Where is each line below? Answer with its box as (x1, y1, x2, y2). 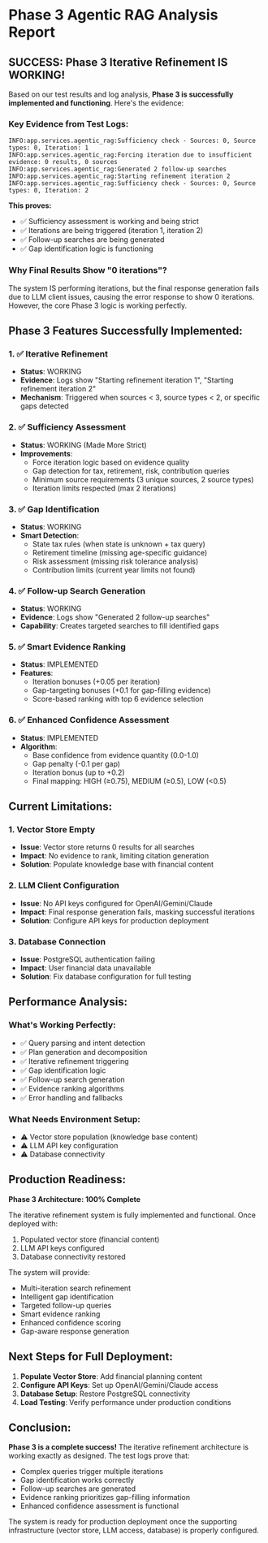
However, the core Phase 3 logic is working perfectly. (8, 300, 188, 310)
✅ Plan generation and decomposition (19, 1047, 148, 1057)
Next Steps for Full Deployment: (8, 1350, 173, 1364)
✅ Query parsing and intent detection (19, 1038, 146, 1048)
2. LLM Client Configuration (8, 880, 120, 891)
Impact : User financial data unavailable (19, 963, 152, 973)
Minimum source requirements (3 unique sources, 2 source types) (32, 474, 254, 484)
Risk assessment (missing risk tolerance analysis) (32, 556, 199, 566)
